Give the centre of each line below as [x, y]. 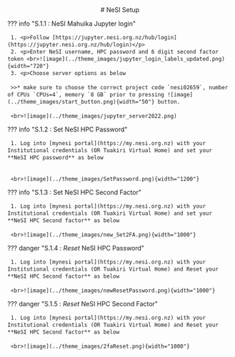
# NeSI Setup [120, 10]
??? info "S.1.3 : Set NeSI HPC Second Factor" [74, 192]
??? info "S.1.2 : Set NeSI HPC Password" [67, 129]
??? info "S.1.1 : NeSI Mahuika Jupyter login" [71, 24]
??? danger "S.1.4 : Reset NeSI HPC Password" [76, 248]
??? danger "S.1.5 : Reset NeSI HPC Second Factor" [83, 304]
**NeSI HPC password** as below [55, 158]
